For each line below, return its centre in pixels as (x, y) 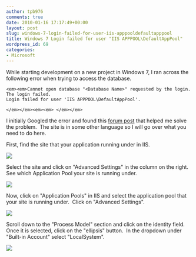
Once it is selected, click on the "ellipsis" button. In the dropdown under (94, 231)
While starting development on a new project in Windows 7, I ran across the (97, 72)
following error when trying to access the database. (69, 78)
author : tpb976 (25, 11)
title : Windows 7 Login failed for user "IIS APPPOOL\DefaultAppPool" (94, 39)
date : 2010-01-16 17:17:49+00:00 (47, 22)
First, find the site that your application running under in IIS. (78, 144)
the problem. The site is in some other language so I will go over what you (96, 126)
